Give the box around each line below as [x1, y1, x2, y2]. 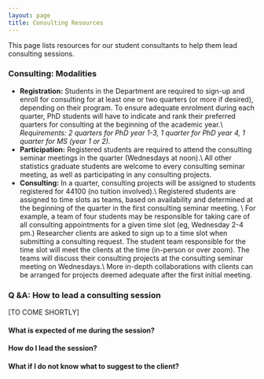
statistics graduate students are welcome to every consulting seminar [19, 161, 245, 171]
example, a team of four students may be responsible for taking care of [19, 212, 250, 221]
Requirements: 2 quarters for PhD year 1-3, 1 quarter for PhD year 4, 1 [19, 127, 246, 138]
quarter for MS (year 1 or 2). [19, 136, 111, 145]
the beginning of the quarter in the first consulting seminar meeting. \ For [19, 203, 256, 212]
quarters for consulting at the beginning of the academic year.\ [19, 120, 223, 129]
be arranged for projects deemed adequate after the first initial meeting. [19, 270, 253, 279]
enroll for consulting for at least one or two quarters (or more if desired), [19, 94, 254, 104]
